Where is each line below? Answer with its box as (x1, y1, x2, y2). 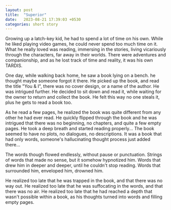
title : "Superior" (5, 12, 47, 17)
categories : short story (5, 21, 58, 27)
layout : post (5, 7, 33, 13)
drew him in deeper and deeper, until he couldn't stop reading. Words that (5, 162, 161, 168)
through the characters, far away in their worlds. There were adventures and (5, 52, 166, 58)
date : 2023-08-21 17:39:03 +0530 (5, 17, 81, 22)
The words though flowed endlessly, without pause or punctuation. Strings (5, 152, 162, 158)
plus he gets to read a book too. (5, 100, 72, 106)
